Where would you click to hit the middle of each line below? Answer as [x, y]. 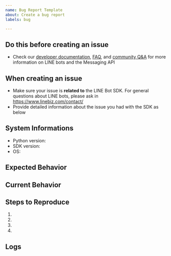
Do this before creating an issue [57, 45]
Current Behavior [33, 185]
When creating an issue [44, 78]
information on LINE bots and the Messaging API [64, 62]
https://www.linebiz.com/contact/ [48, 101]
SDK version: [26, 146]
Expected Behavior [36, 168]
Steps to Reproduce [38, 202]
